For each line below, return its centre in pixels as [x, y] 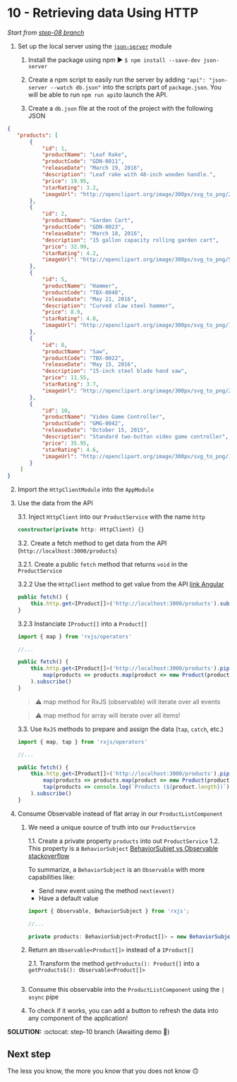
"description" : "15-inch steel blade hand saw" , [115, 371]
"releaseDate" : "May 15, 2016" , [90, 364]
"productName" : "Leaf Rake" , [85, 155]
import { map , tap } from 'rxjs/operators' [83, 742]
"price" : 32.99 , [66, 247]
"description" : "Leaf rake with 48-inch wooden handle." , [129, 175]
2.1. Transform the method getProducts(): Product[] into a [114, 964]
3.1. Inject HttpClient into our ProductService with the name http [111, 517]
